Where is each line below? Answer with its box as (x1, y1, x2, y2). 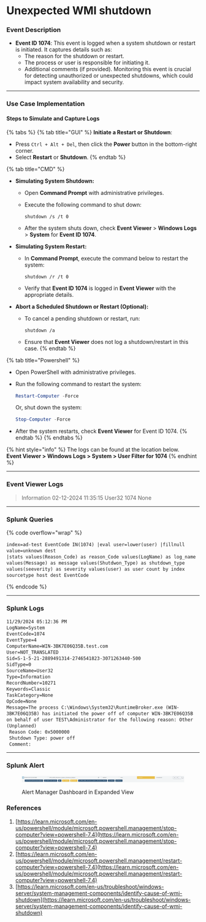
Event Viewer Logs (6, 480, 64, 489)
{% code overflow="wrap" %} (6, 528, 83, 536)
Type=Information (6, 674, 51, 680)
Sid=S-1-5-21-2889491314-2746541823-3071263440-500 (6, 655, 141, 662)
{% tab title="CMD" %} (6, 165, 65, 172)
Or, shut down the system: (15, 404, 82, 411)
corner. (15, 147, 34, 154)
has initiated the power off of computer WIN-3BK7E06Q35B (42, 711, 193, 717)
